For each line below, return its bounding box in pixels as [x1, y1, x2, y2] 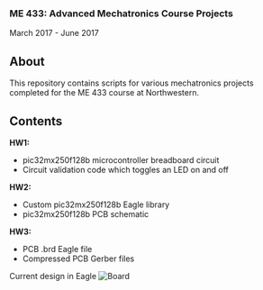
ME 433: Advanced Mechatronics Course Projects [9, 7, 234, 20]
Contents [9, 113, 63, 129]
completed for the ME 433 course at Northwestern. [9, 87, 200, 98]
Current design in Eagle [9, 270, 97, 281]
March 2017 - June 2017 [9, 28, 99, 39]
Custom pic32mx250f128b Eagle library [22, 199, 170, 210]
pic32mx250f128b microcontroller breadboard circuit [22, 154, 220, 165]
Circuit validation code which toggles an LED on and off [22, 164, 230, 175]
